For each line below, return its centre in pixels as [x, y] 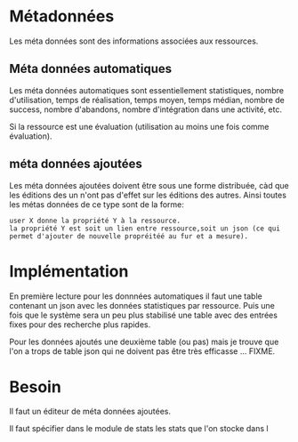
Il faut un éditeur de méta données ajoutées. [90, 412]
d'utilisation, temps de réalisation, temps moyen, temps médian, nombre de [147, 100]
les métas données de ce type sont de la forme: [97, 204]
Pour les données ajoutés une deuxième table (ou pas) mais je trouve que [144, 342]
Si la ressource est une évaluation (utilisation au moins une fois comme [139, 126]
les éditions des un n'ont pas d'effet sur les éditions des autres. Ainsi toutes [148, 195]
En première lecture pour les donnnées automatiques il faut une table [136, 296]
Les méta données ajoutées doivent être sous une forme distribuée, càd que [149, 185]
